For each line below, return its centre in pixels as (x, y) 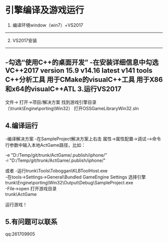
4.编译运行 (22, 126)
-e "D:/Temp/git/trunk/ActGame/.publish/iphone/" (56, 155)
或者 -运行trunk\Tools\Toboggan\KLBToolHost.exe (56, 170)
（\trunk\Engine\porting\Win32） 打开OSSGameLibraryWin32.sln (72, 108)
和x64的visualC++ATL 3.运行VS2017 (63, 89)
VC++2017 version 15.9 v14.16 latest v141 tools (79, 71)
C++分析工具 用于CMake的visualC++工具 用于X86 (84, 80)
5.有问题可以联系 (31, 222)
